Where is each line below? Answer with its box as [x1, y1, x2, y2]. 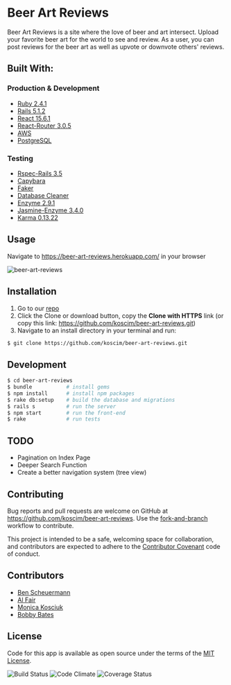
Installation [7, 286, 57, 298]
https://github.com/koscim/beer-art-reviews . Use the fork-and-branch [7, 514, 208, 522]
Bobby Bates [17, 610, 54, 618]
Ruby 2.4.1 [17, 99, 47, 108]
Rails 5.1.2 [17, 106, 46, 115]
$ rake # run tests [7, 416, 101, 423]
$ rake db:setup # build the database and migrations [7, 396, 176, 403]
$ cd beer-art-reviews [7, 377, 73, 384]
